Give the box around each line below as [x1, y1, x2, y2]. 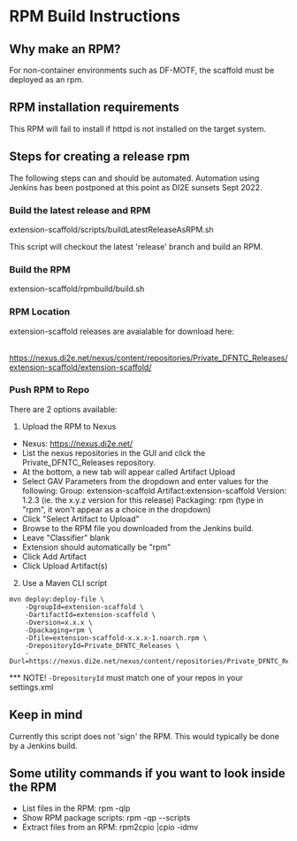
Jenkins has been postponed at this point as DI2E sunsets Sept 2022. [9, 181, 263, 192]
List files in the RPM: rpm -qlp [21, 803, 131, 814]
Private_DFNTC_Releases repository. [21, 457, 156, 467]
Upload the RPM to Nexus [21, 420, 117, 431]
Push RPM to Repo [9, 383, 90, 396]
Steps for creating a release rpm [9, 149, 190, 165]
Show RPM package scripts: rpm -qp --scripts [21, 813, 191, 823]
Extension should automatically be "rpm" [21, 542, 171, 552]
